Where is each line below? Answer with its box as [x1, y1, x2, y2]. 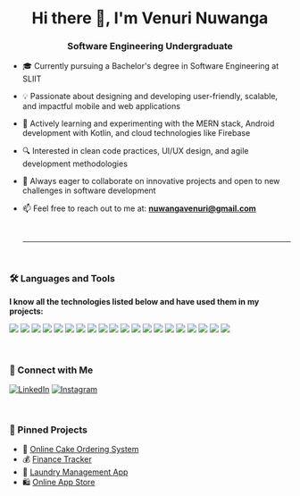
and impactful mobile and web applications [21, 101, 181, 112]
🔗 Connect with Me [9, 364, 94, 376]
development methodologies [21, 158, 128, 169]
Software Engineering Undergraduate [66, 40, 234, 53]
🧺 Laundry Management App [21, 467, 129, 477]
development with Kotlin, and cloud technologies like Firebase [21, 128, 251, 139]
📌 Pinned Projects [9, 424, 87, 436]
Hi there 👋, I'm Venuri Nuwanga [31, 8, 269, 29]
